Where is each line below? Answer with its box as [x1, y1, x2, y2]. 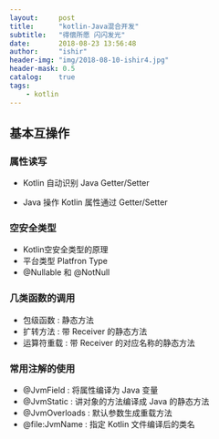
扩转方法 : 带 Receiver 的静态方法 [22, 325, 148, 337]
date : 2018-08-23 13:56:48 [9, 38, 137, 48]
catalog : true [9, 73, 76, 82]
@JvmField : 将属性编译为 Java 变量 [22, 384, 159, 396]
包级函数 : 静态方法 [22, 314, 94, 325]
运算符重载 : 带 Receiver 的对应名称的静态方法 [22, 337, 196, 348]
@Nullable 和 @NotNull [22, 267, 110, 278]
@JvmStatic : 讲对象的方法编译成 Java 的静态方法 [22, 396, 210, 407]
